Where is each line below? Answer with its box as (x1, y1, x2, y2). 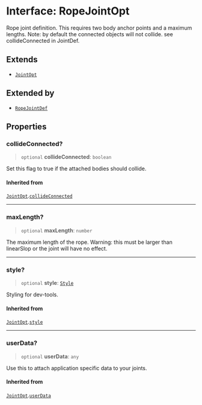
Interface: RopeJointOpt (6, 4, 130, 18)
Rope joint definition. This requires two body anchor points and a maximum (6, 24, 192, 31)
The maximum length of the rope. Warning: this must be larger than (6, 238, 173, 246)
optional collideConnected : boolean (20, 153, 112, 161)
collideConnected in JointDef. (6, 37, 80, 44)
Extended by (6, 88, 55, 98)
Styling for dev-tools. (6, 291, 58, 298)
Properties (6, 121, 47, 132)
